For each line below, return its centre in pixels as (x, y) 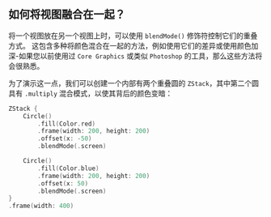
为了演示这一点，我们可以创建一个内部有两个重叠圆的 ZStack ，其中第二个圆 (133, 83)
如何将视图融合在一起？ (67, 15)
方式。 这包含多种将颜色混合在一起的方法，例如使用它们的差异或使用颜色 (130, 45)
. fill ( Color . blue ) (68, 168)
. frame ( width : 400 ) (41, 206)
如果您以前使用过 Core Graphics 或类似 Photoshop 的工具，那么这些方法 (137, 56)
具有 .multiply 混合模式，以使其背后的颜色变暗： (91, 93)
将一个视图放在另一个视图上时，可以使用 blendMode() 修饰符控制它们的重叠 (133, 36)
